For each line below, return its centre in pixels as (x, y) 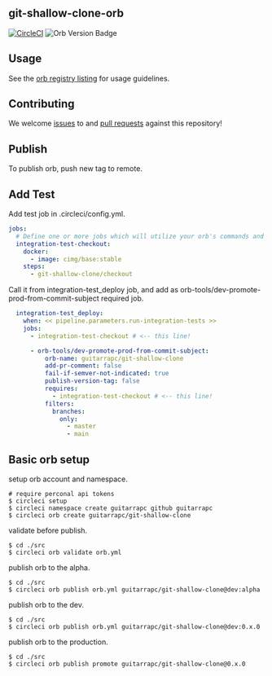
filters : (59, 404)
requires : (61, 389)
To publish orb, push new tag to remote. (75, 169)
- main (78, 434)
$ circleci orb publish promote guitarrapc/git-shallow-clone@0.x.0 (127, 664)
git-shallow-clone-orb (66, 13)
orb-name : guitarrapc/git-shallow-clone (114, 358)
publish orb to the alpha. (49, 568)
